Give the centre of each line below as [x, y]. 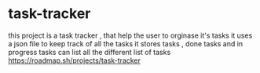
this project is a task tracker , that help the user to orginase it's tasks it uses [130, 35]
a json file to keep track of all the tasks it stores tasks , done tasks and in [126, 43]
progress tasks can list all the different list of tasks [90, 52]
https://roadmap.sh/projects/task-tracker [75, 60]
